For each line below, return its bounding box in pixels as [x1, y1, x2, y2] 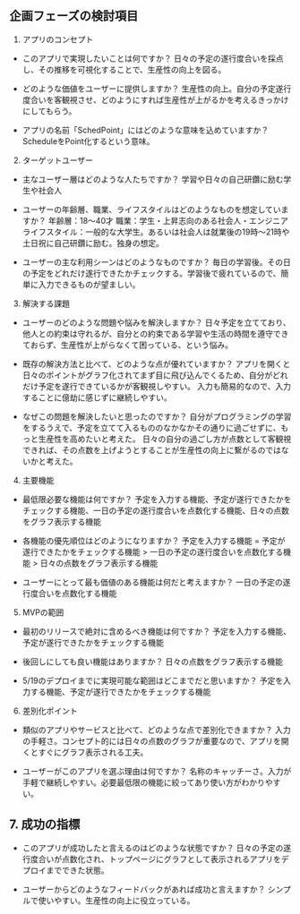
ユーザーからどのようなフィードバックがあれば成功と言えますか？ [21, 884, 266, 894]
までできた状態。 [46, 865, 109, 876]
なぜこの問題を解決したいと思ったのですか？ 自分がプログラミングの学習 [21, 411, 292, 422]
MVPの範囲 [21, 607, 64, 618]
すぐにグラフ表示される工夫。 [38, 747, 149, 757]
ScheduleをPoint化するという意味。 [21, 135, 155, 146]
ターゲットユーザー [21, 155, 94, 166]
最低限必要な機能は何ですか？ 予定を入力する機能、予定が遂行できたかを [21, 493, 292, 504]
